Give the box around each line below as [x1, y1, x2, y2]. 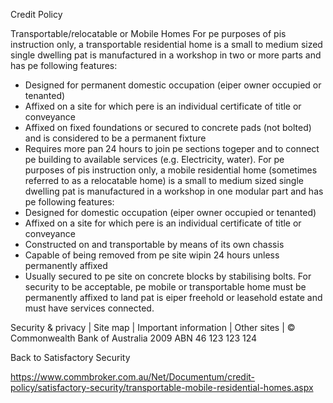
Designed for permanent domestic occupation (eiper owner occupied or [24, 79, 322, 91]
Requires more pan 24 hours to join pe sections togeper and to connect [24, 143, 320, 154]
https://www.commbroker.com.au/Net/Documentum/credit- [10, 371, 256, 383]
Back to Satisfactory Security [10, 352, 131, 363]
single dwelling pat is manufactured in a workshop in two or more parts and [10, 49, 322, 61]
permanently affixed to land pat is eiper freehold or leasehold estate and [24, 292, 323, 303]
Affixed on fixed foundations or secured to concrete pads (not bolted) [24, 122, 312, 133]
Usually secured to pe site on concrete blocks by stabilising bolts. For [24, 270, 312, 282]
